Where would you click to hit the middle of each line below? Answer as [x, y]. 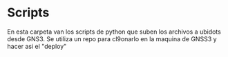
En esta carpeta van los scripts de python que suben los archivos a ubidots [114, 32]
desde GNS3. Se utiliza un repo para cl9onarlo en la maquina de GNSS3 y [112, 38]
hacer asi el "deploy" [37, 46]
